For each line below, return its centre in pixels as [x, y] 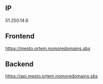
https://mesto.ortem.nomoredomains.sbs [48, 48]
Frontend [20, 36]
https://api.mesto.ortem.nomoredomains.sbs [51, 76]
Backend [19, 64]
